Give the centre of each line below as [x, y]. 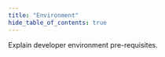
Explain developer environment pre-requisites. [83, 45]
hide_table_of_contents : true [58, 23]
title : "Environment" [44, 15]
